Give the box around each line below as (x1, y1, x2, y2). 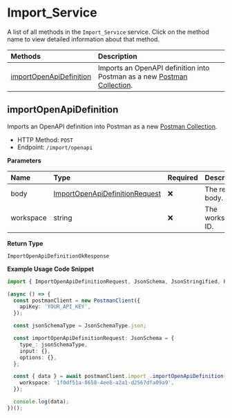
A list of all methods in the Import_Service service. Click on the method (7, 28, 209, 36)
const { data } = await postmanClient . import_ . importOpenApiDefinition (13, 373, 224, 380)
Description (97, 51, 137, 61)
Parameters (7, 156, 41, 164)
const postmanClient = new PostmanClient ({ (13, 297, 140, 304)
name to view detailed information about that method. (7, 35, 160, 43)
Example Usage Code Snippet (7, 265, 95, 273)
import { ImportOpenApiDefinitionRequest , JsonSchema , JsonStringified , (7, 278, 221, 285)
